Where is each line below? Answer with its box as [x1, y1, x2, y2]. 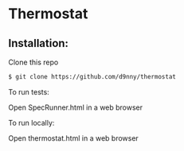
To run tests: [8, 87, 49, 96]
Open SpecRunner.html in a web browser [8, 103, 143, 112]
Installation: [8, 37, 69, 50]
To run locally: [8, 118, 55, 127]
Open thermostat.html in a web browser [8, 133, 139, 143]
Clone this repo [8, 57, 59, 67]
